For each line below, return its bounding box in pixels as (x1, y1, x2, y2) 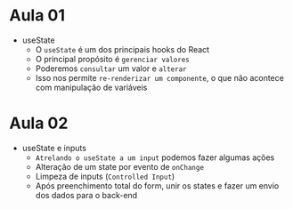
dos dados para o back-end (35, 189, 138, 200)
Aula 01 (9, 5, 65, 26)
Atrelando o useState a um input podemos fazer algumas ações (35, 152, 275, 163)
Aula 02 (9, 113, 69, 133)
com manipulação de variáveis (35, 82, 148, 92)
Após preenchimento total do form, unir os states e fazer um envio (35, 180, 280, 191)
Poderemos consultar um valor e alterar (35, 63, 187, 74)
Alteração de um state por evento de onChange (35, 161, 205, 172)
